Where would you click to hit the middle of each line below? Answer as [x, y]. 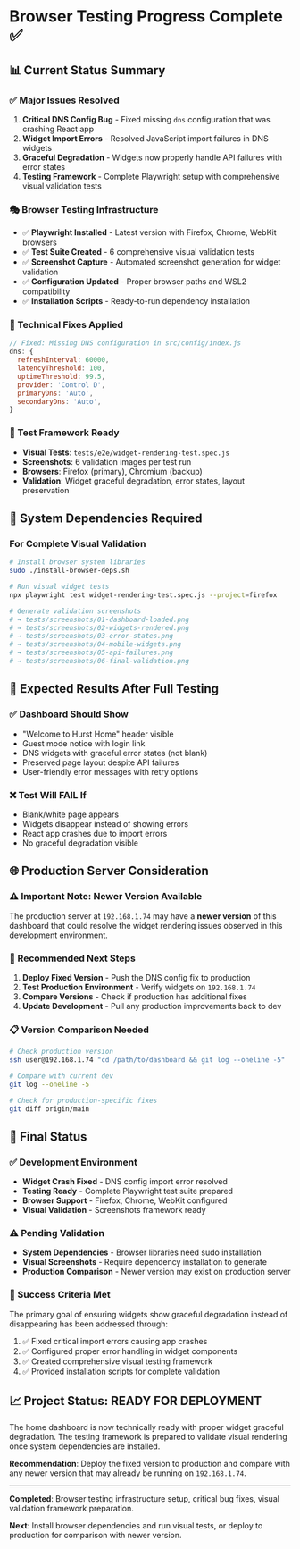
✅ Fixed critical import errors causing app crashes [115, 1341]
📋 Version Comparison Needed [79, 1030]
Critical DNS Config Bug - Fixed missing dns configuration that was [146, 119]
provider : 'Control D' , [61, 385]
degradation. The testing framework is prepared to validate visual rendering [148, 1436]
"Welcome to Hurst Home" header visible [98, 734]
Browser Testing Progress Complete [146, 17]
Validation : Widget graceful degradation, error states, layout [133, 481]
